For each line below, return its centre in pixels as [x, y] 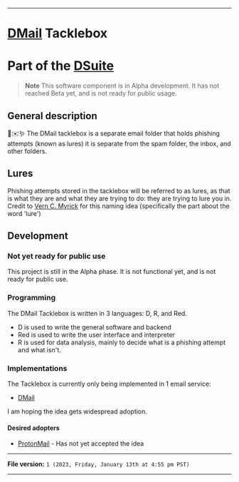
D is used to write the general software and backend [95, 327]
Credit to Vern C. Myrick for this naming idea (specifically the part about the [118, 206]
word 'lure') [24, 213]
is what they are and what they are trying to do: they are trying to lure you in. [119, 198]
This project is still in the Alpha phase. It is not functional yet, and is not [112, 272]
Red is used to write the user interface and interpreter [96, 334]
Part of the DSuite [61, 66]
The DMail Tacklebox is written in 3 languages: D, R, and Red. [97, 313]
